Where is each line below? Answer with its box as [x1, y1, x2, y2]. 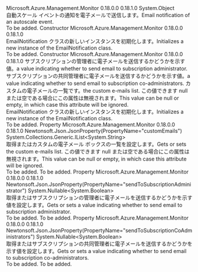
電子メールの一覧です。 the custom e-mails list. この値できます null [26, 87, 188, 94]
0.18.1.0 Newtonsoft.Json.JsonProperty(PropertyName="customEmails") [6, 127, 182, 134]
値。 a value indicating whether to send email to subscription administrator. [6, 65, 188, 72]
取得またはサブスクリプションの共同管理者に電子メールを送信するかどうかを [6, 240, 193, 247]
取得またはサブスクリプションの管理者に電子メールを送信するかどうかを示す [6, 194, 193, 201]
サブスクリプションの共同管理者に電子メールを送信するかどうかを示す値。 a [6, 73, 190, 79]
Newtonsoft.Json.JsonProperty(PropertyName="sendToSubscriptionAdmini [6, 181, 191, 188]
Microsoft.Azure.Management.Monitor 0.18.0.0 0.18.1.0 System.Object [6, 5, 175, 11]
